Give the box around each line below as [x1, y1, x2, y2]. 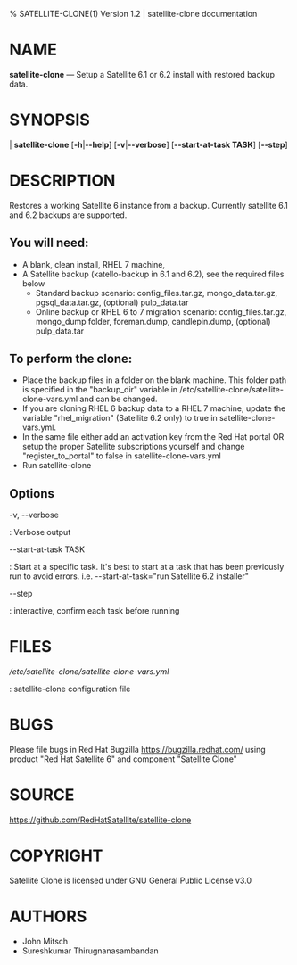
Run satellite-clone [21, 460, 92, 471]
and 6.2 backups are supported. [9, 210, 128, 220]
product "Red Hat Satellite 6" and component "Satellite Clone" [9, 754, 238, 764]
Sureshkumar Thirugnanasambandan [21, 945, 159, 956]
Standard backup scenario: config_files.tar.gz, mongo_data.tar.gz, [35, 287, 278, 298]
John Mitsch [21, 936, 69, 946]
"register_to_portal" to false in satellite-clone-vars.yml [21, 450, 221, 461]
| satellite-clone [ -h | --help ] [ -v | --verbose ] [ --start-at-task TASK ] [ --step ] [9, 139, 288, 150]
